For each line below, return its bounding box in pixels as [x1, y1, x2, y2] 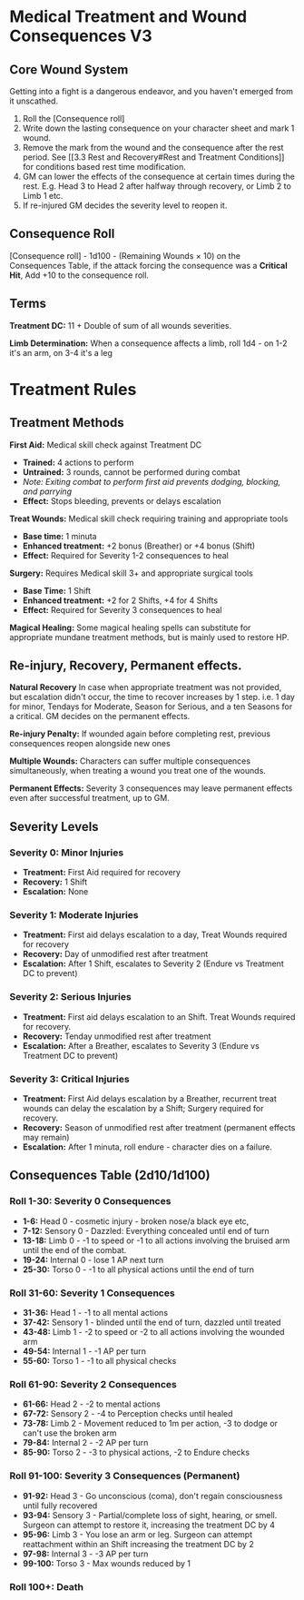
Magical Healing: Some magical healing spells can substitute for [9, 622, 251, 633]
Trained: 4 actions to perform [22, 457, 134, 468]
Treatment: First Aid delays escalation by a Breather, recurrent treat [22, 1093, 277, 1104]
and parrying [22, 486, 73, 497]
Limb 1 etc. [22, 191, 64, 201]
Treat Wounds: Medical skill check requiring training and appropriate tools [9, 513, 289, 524]
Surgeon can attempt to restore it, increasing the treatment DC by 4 [22, 1519, 275, 1530]
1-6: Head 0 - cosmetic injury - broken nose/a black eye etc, [22, 1215, 250, 1227]
